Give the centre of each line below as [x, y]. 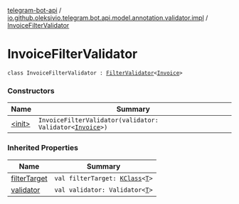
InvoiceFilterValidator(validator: [98, 120]
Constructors [31, 90]
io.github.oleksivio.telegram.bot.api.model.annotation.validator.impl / [108, 18]
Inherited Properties [43, 148]
